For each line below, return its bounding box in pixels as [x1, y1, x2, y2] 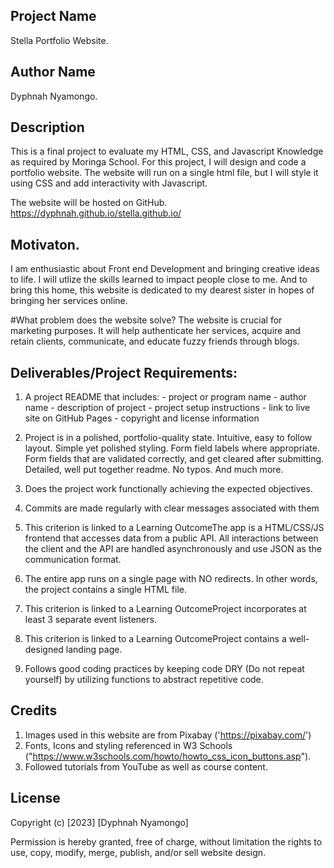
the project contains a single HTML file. [24, 584, 188, 596]
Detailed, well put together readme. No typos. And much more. [24, 464, 284, 476]
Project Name [10, 8, 97, 25]
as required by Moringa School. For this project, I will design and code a [10, 156, 307, 168]
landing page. [65, 644, 123, 656]
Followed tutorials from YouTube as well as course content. [24, 760, 268, 773]
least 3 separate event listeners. [24, 614, 157, 626]
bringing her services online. [10, 295, 128, 307]
